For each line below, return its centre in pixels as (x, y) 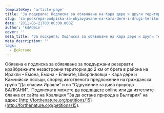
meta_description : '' (27, 41)
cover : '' (15, 32)
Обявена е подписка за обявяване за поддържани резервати (69, 64)
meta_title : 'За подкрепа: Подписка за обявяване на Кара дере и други (79, 37)
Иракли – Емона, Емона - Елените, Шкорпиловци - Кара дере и (71, 74)
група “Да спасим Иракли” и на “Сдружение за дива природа (70, 84)
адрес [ (13, 100)
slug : (10, 18)
